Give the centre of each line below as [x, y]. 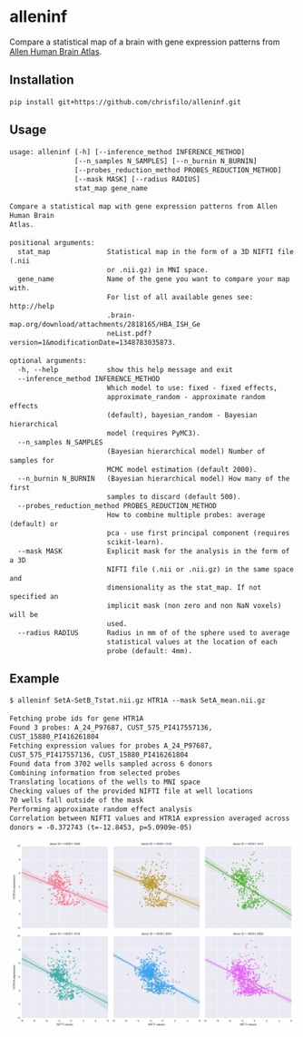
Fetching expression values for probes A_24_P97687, [111, 746]
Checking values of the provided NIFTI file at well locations [132, 791]
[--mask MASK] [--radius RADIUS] [137, 179]
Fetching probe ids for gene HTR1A [77, 719]
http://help [32, 306]
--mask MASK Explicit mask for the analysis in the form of [154, 551]
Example [34, 678]
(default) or [34, 523]
